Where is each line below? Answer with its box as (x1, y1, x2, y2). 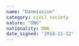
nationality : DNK (6, 25, 50, 32)
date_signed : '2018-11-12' (6, 31, 74, 37)
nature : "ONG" (6, 20, 42, 26)
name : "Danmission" (6, 8, 55, 15)
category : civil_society (6, 14, 69, 20)
